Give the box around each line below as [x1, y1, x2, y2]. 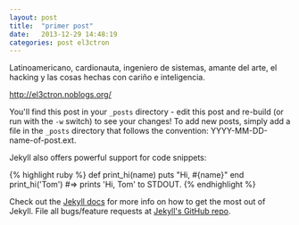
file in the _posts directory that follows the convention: [9, 126, 210, 137]
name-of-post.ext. [9, 135, 77, 146]
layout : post [9, 12, 58, 22]
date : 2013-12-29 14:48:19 [9, 29, 118, 38]
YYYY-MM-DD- [210, 126, 268, 137]
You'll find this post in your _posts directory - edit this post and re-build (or [9, 106, 284, 117]
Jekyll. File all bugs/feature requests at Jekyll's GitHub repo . [9, 206, 231, 217]
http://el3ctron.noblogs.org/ [9, 89, 112, 100]
